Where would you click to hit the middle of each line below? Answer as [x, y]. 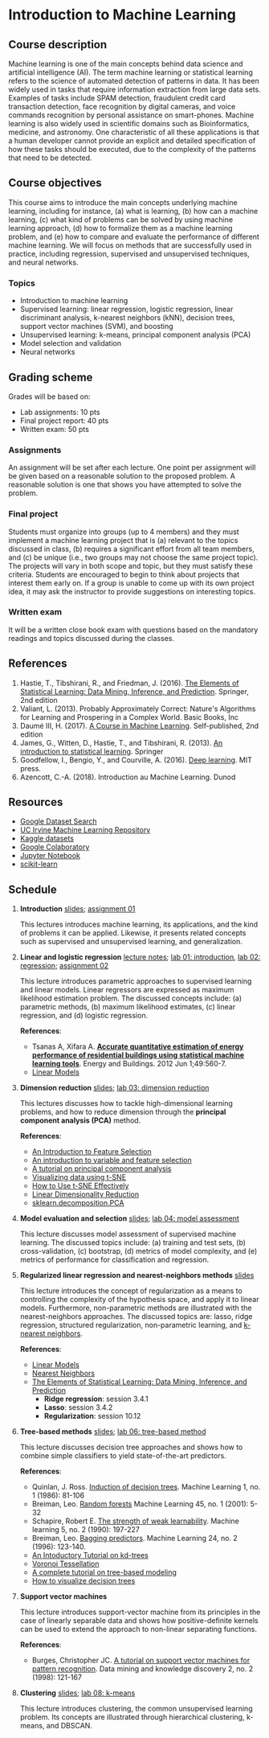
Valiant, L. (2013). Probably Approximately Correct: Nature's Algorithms [138, 709]
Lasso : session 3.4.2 [78, 1407]
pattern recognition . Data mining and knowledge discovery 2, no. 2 [143, 1669]
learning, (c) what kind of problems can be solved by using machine [121, 220]
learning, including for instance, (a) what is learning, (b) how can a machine [133, 211]
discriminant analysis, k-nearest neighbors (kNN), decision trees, [127, 318]
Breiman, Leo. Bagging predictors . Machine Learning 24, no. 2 [135, 1539]
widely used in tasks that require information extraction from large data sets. [134, 89]
